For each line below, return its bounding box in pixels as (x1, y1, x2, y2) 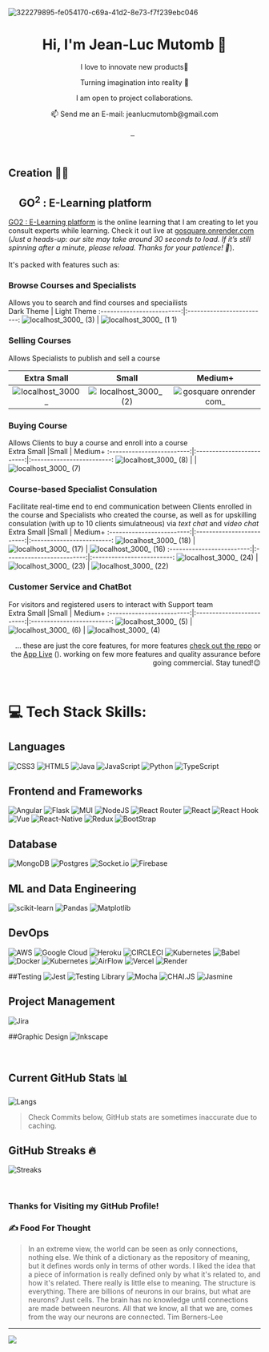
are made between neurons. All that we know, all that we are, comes (27, 1303, 254, 1313)
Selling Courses (8, 335, 72, 346)
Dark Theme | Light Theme (8, 307, 98, 316)
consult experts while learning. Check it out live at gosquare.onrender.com (8, 226, 255, 235)
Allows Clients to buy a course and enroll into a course (8, 438, 188, 448)
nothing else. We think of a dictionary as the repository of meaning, (27, 1252, 251, 1261)
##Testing (8, 972, 42, 981)
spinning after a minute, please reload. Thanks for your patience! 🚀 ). (8, 243, 235, 252)
